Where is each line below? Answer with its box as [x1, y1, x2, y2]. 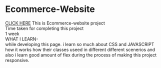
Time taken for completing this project [5, 25, 84, 31]
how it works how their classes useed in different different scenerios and [5, 46, 155, 52]
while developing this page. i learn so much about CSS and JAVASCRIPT [5, 41, 154, 47]
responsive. [5, 57, 29, 63]
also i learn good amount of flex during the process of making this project [5, 51, 157, 58]
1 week [5, 30, 19, 36]
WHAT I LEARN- [5, 36, 38, 42]
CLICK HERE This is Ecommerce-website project [5, 20, 105, 26]
